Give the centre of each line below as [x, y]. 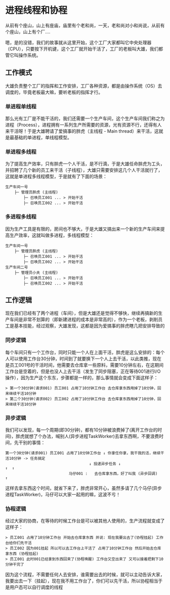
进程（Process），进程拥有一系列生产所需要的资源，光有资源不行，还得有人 [83, 125]
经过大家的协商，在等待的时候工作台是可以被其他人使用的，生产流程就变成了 [85, 521]
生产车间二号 [17, 267]
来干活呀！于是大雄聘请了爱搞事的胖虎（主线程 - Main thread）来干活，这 [82, 131]
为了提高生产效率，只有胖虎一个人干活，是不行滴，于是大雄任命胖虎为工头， [85, 164]
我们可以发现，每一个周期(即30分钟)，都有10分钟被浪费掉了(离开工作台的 [81, 430]
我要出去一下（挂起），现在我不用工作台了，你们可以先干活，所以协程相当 [82, 581]
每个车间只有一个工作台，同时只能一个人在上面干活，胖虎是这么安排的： [80, 352]
